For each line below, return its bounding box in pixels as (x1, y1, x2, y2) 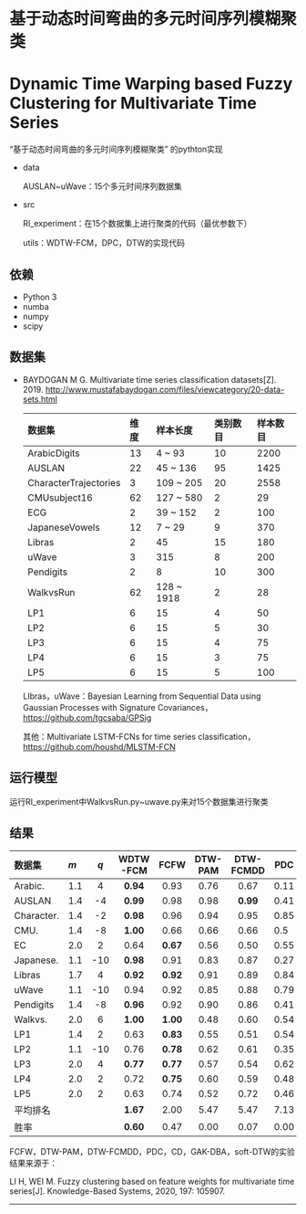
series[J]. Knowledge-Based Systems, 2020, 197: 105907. (9, 1186, 226, 1197)
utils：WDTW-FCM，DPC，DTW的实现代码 (22, 238, 185, 248)
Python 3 (22, 291, 57, 302)
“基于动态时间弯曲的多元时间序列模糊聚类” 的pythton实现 (9, 143, 223, 155)
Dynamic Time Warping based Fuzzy (9, 74, 293, 94)
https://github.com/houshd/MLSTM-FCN (22, 741, 176, 752)
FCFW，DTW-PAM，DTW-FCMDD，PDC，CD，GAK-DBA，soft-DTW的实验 (9, 1146, 296, 1157)
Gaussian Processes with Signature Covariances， (22, 702, 213, 713)
